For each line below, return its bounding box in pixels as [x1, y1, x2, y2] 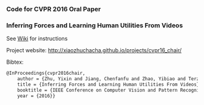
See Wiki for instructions [6, 35, 68, 42]
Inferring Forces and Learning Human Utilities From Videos [6, 21, 183, 29]
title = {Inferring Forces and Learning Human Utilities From [17, 81, 178, 87]
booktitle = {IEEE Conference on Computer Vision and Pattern [17, 87, 178, 93]
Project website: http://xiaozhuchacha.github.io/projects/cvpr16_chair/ [6, 47, 182, 54]
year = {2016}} [17, 93, 56, 99]
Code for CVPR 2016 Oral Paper [6, 5, 101, 13]
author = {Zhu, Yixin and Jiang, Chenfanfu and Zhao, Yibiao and [17, 76, 186, 82]
